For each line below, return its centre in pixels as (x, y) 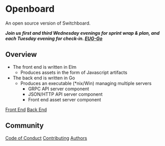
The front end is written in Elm (45, 67)
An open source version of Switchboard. (48, 23)
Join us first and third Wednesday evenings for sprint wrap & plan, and (82, 33)
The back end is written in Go (44, 78)
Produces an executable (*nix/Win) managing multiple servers (86, 83)
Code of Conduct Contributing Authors (46, 138)
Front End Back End (26, 109)
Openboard (30, 9)
